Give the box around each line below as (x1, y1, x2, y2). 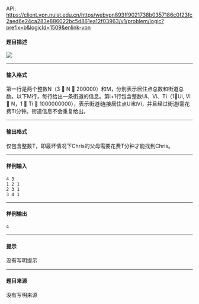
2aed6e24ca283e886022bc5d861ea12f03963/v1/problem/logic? (6, 18, 165, 24)
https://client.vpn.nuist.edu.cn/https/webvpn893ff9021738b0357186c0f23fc (6, 11, 193, 18)
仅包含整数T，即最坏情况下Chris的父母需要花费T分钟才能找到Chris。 (6, 142, 174, 149)
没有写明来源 (6, 292, 37, 299)
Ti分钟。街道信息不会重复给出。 (11, 108, 89, 115)
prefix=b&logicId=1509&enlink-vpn (6, 24, 91, 31)
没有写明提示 (6, 257, 37, 264)
